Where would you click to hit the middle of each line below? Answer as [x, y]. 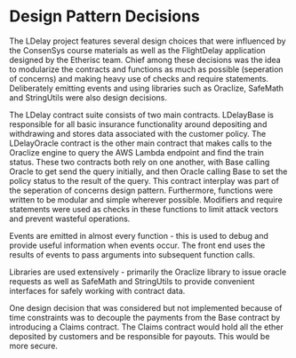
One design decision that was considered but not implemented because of [146, 307]
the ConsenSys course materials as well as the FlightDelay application [137, 50]
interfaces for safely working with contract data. [97, 290]
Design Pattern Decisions [104, 16]
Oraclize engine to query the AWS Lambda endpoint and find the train [137, 152]
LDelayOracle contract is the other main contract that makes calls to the [141, 143]
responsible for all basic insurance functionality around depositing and [138, 124]
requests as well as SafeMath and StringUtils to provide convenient [132, 281]
